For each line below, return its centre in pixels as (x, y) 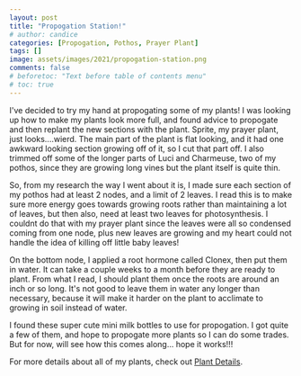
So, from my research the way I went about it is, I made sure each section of (150, 184)
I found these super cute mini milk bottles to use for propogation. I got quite (149, 325)
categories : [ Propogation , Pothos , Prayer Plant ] (104, 43)
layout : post (34, 18)
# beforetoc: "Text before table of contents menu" (108, 76)
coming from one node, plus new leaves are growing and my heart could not (150, 233)
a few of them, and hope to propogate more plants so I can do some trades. (149, 335)
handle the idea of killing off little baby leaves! (94, 242)
